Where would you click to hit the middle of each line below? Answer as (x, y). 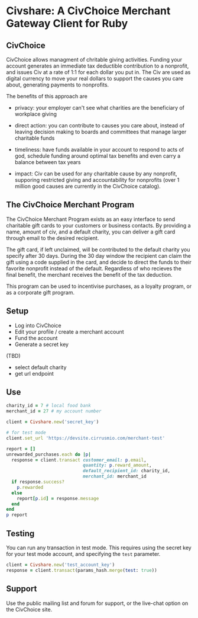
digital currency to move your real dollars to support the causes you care (95, 79)
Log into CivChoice (38, 325)
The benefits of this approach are (47, 96)
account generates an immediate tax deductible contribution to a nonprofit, (98, 66)
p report (17, 515)
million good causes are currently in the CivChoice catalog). (87, 186)
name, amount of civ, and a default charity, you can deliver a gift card (91, 232)
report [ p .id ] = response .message (58, 498)
